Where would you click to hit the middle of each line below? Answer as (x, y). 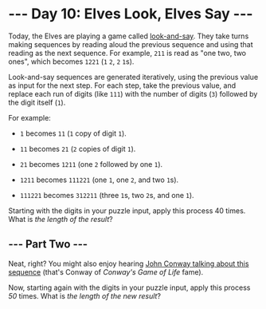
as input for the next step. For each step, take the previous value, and (122, 85)
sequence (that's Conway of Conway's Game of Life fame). (106, 271)
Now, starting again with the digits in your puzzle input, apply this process (129, 287)
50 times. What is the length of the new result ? (85, 295)
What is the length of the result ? (61, 219)
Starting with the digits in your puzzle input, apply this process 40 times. (127, 210)
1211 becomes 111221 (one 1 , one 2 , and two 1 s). (99, 180)
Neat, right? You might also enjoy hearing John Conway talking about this (129, 263)
